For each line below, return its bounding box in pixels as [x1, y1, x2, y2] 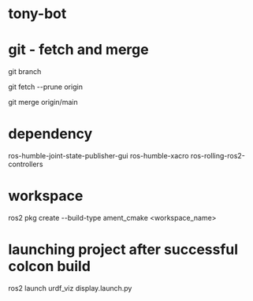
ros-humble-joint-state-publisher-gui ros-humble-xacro [8, 151, 189, 161]
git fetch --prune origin [8, 82, 83, 91]
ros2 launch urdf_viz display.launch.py [8, 283, 132, 292]
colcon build [8, 258, 91, 276]
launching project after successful [8, 241, 239, 258]
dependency [8, 125, 93, 143]
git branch [8, 67, 42, 76]
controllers [8, 159, 43, 169]
